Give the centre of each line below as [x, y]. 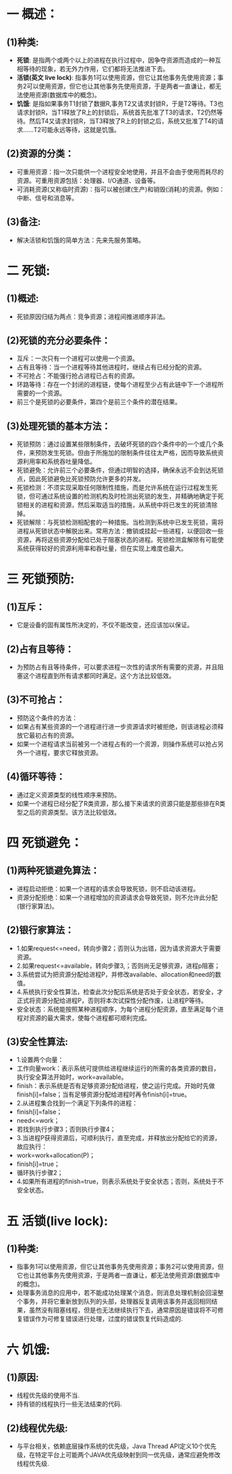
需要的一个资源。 [41, 393]
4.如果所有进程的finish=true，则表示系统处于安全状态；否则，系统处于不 [120, 1181]
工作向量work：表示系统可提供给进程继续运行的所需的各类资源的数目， [118, 1068]
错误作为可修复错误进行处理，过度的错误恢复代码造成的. [103, 1319]
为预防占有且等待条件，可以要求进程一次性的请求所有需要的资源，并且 [117, 667]
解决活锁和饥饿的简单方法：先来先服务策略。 [81, 240]
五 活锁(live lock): [57, 1221]
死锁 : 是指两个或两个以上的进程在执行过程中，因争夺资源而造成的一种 [116, 60]
